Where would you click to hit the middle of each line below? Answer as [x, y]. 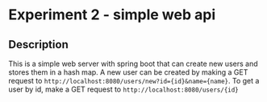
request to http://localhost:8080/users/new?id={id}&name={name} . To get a [134, 81]
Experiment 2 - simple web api [112, 15]
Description [38, 45]
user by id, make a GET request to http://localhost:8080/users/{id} [124, 89]
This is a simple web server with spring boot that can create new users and [133, 63]
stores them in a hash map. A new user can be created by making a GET [128, 72]
